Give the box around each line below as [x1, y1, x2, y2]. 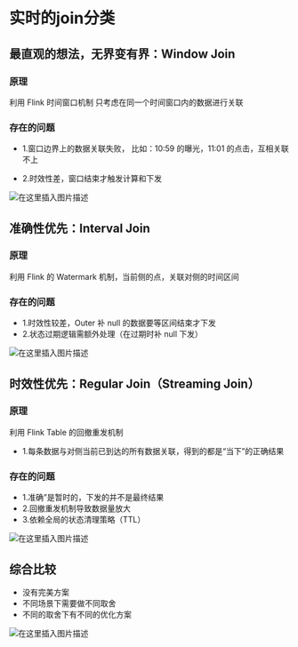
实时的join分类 [9, 8, 116, 28]
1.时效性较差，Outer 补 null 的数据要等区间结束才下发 [21, 317, 216, 329]
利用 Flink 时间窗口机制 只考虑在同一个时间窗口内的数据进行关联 [9, 97, 244, 108]
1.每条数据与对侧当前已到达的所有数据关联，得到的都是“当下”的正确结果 [21, 445, 285, 456]
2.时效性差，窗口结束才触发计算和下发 [21, 173, 163, 184]
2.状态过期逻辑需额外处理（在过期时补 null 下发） [21, 329, 203, 339]
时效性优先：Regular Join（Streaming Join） [9, 376, 261, 391]
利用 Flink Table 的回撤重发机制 [9, 427, 124, 437]
